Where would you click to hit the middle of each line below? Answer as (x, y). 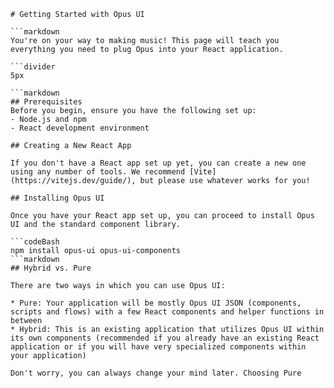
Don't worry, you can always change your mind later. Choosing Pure (156, 373)
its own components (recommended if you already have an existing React (165, 338)
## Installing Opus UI (57, 198)
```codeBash (35, 242)
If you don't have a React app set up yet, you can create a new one (158, 163)
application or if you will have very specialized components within (158, 347)
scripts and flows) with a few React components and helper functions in (167, 312)
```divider (33, 67)
